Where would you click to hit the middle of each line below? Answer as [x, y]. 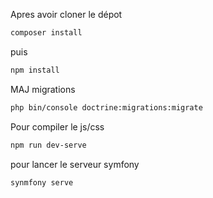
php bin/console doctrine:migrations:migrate [106, 107]
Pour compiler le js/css [57, 126]
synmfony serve [42, 182]
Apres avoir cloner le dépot [66, 14]
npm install [35, 70]
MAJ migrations [43, 89]
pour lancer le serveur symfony [75, 164]
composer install [46, 33]
